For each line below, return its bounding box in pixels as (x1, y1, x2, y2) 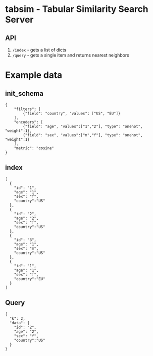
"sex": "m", (14, 246, 39, 251)
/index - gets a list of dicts (12, 47, 67, 53)
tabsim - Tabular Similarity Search (5, 3, 149, 15)
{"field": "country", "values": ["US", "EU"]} (23, 111, 121, 116)
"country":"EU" (14, 276, 46, 281)
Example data (5, 69, 63, 81)
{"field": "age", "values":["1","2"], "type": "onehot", (23, 124, 143, 129)
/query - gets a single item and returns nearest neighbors (12, 52, 130, 58)
